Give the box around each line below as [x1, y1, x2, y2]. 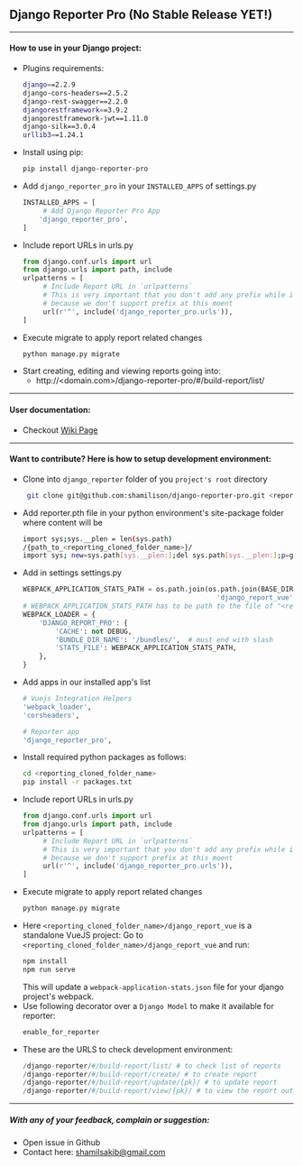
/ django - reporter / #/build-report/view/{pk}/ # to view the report [22, 1087, 278, 1096]
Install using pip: [22, 147, 84, 158]
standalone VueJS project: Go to [22, 930, 144, 941]
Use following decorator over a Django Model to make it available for [22, 1000, 275, 1011]
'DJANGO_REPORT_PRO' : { [39, 618, 128, 628]
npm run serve [22, 965, 76, 974]
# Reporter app [22, 727, 80, 736]
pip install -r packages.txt [22, 777, 133, 787]
